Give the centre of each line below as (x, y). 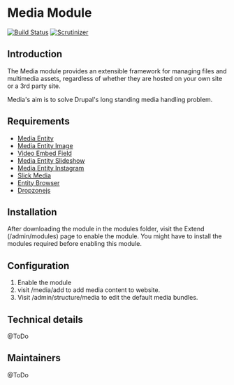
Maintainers (34, 358)
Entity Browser (38, 182)
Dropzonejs (34, 190)
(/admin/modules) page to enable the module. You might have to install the (115, 236)
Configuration (38, 266)
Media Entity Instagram (51, 168)
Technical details (45, 319)
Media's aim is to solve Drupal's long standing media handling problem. (110, 99)
